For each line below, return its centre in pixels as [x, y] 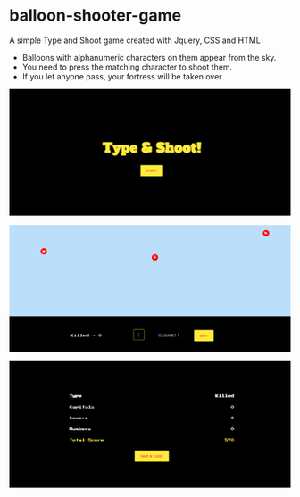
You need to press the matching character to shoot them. [127, 67]
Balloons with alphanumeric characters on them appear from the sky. [149, 57]
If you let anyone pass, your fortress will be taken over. [123, 76]
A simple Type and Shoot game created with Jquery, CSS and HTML [135, 40]
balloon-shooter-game [95, 16]
